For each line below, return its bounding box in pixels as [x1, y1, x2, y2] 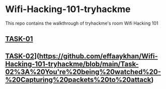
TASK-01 [5, 35, 33, 43]
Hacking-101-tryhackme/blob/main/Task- [5, 59, 139, 68]
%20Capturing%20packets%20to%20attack [5, 75, 151, 84]
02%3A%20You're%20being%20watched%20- [5, 67, 161, 76]
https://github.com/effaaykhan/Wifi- [39, 52, 158, 60]
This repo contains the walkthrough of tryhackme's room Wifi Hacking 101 [5, 20, 158, 26]
